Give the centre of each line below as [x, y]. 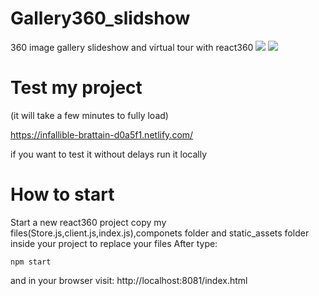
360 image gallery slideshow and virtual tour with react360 [132, 47]
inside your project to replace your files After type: [114, 243]
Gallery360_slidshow [100, 18]
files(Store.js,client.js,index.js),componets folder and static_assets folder [160, 233]
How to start [62, 194]
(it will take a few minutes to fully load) [89, 115]
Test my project [76, 88]
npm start [31, 262]
